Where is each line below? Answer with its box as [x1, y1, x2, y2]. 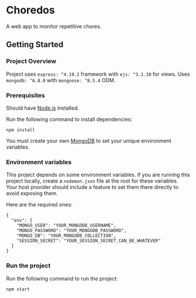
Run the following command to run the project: [6, 275, 118, 282]
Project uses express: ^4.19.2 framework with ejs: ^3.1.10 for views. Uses [6, 71, 190, 78]
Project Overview [6, 57, 57, 65]
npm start [6, 286, 30, 292]
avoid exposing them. [6, 190, 58, 197]
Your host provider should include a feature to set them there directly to [6, 184, 178, 191]
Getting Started [6, 40, 64, 50]
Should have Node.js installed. [6, 104, 80, 111]
